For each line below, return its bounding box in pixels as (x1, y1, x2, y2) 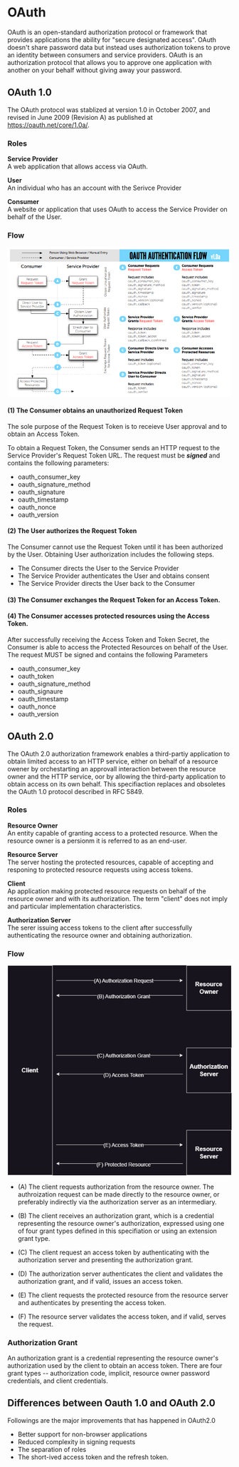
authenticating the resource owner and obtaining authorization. (7, 930, 193, 939)
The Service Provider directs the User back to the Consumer (17, 579, 196, 587)
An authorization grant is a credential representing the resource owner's (7, 1354, 219, 1362)
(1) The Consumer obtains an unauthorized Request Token (7, 406, 184, 415)
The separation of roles (17, 1445, 87, 1453)
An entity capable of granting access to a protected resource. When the (7, 828, 218, 837)
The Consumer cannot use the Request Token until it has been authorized (7, 542, 223, 551)
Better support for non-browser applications (17, 1430, 148, 1438)
